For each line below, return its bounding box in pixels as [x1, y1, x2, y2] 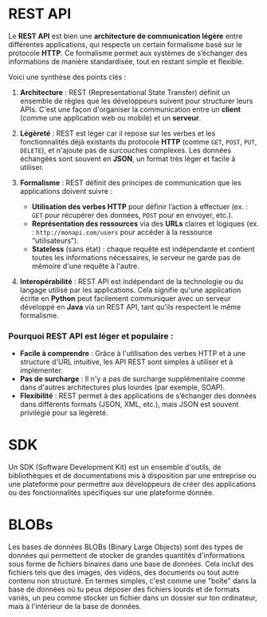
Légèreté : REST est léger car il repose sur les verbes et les [19, 129, 216, 138]
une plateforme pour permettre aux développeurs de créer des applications [8, 480, 257, 489]
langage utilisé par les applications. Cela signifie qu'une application [19, 285, 241, 295]
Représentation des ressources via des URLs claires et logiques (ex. [31, 219, 259, 228]
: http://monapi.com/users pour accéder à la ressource [31, 227, 213, 236]
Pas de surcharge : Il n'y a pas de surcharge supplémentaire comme [19, 374, 245, 384]
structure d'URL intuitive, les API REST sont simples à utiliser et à [19, 357, 234, 367]
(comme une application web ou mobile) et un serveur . [19, 113, 202, 122]
